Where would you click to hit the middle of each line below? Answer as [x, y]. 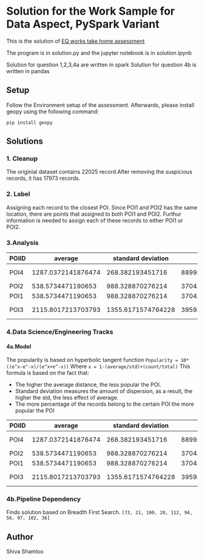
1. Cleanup [22, 158]
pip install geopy [29, 122]
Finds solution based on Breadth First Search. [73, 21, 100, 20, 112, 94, [100, 512]
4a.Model [19, 346]
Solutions [25, 141]
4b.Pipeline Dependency [43, 499]
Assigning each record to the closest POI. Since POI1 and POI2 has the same [102, 207]
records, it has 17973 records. [43, 179]
